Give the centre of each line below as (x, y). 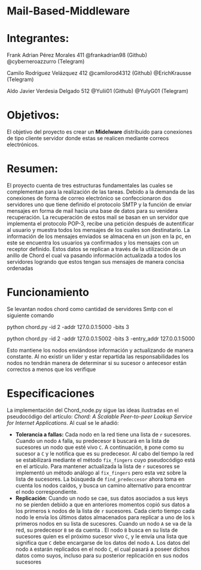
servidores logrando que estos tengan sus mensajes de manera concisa (96, 262)
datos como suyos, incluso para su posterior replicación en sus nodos (102, 555)
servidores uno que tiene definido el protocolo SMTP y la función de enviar (99, 204)
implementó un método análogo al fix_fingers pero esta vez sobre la (101, 472)
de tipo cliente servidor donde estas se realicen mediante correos (88, 138)
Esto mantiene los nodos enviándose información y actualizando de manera (100, 350)
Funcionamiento (48, 292)
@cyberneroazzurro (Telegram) (46, 62)
